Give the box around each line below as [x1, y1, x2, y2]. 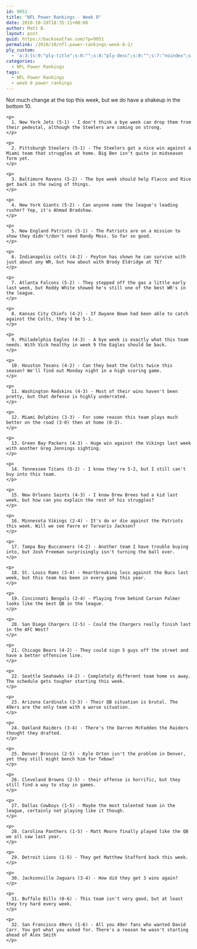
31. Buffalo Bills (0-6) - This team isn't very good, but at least [11, 896, 183, 902]
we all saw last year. [6, 834, 62, 840]
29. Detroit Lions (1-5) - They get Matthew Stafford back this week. [11, 854, 189, 860]
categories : [6, 58, 35, 64]
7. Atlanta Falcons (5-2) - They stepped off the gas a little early [11, 280, 186, 286]
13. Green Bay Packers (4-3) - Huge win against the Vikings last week [11, 440, 192, 446]
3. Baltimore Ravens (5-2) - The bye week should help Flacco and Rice [11, 176, 192, 182]
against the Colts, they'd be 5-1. [6, 316, 94, 322]
